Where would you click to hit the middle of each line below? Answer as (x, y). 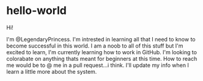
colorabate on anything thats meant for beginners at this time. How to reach (102, 58)
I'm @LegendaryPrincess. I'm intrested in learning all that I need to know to (101, 39)
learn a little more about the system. (52, 71)
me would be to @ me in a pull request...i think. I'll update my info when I (98, 65)
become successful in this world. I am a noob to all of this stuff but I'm (95, 46)
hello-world (37, 11)
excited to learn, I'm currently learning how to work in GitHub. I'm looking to (102, 52)
